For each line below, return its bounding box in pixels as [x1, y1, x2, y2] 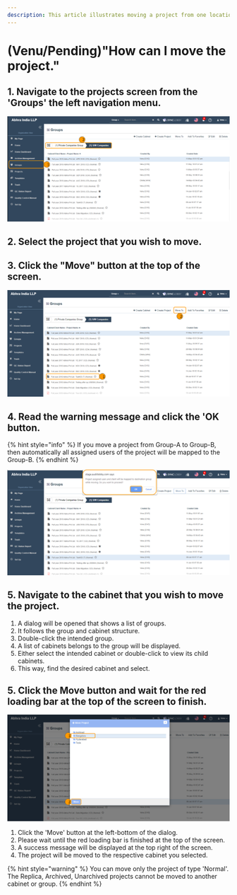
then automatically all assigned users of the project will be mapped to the [7, 448, 221, 456]
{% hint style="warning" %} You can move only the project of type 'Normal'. [7, 865, 229, 873]
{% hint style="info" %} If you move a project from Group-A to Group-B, [7, 441, 217, 449]
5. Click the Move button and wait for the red [7, 684, 207, 696]
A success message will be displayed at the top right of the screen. [17, 843, 213, 852]
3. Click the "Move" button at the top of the [7, 260, 201, 272]
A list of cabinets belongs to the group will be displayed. [17, 641, 181, 650]
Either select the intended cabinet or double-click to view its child [17, 649, 209, 657]
